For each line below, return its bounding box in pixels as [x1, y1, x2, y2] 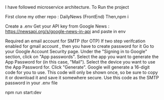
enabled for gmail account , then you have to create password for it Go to [5, 43, 154, 49]
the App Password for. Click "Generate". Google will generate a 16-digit [5, 64, 150, 70]
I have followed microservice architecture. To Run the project [5, 4, 129, 10]
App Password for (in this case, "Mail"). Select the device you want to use [5, 59, 156, 65]
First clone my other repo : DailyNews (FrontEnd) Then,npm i [5, 14, 129, 19]
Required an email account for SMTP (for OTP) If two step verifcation [5, 38, 146, 44]
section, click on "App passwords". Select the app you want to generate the [5, 54, 159, 60]
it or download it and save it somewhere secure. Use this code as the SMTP [5, 75, 159, 80]
